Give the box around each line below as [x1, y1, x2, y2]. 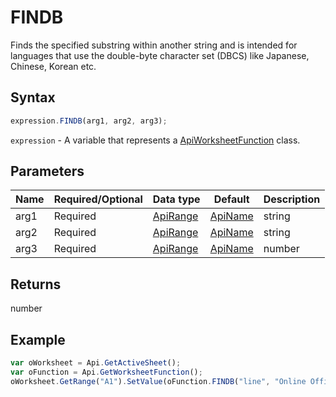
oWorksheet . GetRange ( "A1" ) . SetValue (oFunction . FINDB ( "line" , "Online [10, 376, 307, 386]
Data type [152, 192, 201, 206]
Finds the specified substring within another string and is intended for [10, 39, 298, 51]
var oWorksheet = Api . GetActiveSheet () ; [10, 358, 182, 368]
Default [213, 192, 250, 206]
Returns [10, 276, 62, 293]
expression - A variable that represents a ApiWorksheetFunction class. [10, 134, 301, 146]
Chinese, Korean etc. [10, 60, 97, 72]
